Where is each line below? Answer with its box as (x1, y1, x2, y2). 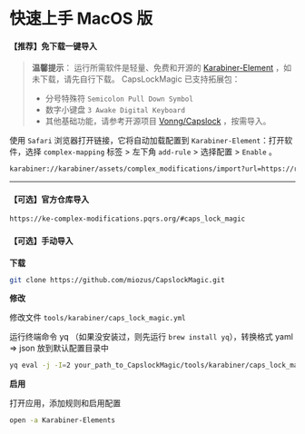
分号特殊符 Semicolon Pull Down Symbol (44, 93, 193, 104)
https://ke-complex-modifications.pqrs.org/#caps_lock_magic (9, 214, 246, 223)
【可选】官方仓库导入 (9, 193, 89, 204)
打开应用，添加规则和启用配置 (9, 398, 121, 409)
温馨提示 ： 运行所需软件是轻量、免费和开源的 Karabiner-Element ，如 (31, 63, 292, 74)
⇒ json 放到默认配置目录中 (9, 342, 109, 354)
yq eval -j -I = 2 (9, 360, 71, 370)
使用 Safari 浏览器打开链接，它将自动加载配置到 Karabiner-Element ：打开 (9, 135, 285, 146)
